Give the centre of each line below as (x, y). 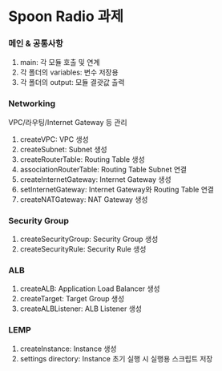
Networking (32, 103)
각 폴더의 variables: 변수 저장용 (69, 72)
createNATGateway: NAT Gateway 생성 (84, 199)
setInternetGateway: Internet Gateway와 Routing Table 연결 (117, 189)
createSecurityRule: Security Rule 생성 (83, 249)
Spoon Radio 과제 (66, 16)
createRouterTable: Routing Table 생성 (83, 159)
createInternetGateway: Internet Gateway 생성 (95, 179)
